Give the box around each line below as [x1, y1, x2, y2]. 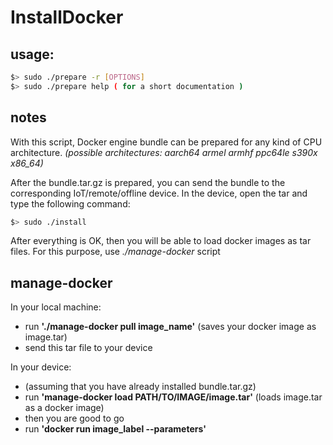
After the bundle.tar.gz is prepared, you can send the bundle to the [10, 176, 286, 188]
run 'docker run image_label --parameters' [24, 423, 207, 435]
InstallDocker [10, 6, 124, 29]
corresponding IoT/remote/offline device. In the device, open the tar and [10, 187, 308, 199]
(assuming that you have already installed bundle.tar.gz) [24, 381, 257, 393]
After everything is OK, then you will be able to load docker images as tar [10, 235, 312, 247]
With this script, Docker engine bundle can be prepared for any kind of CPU [10, 136, 323, 148]
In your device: [10, 361, 72, 373]
